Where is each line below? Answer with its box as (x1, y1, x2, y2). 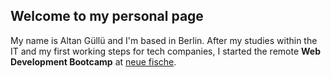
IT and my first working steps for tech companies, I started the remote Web (10, 45, 322, 57)
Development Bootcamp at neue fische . (10, 55, 177, 68)
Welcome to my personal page (10, 8, 204, 25)
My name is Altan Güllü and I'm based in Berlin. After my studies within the (10, 34, 318, 46)
